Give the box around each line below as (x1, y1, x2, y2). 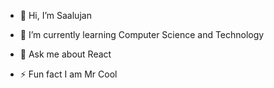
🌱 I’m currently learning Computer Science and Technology (19, 29, 265, 40)
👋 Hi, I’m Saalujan (19, 10, 92, 21)
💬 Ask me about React (19, 48, 112, 60)
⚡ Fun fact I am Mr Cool (19, 68, 118, 80)
